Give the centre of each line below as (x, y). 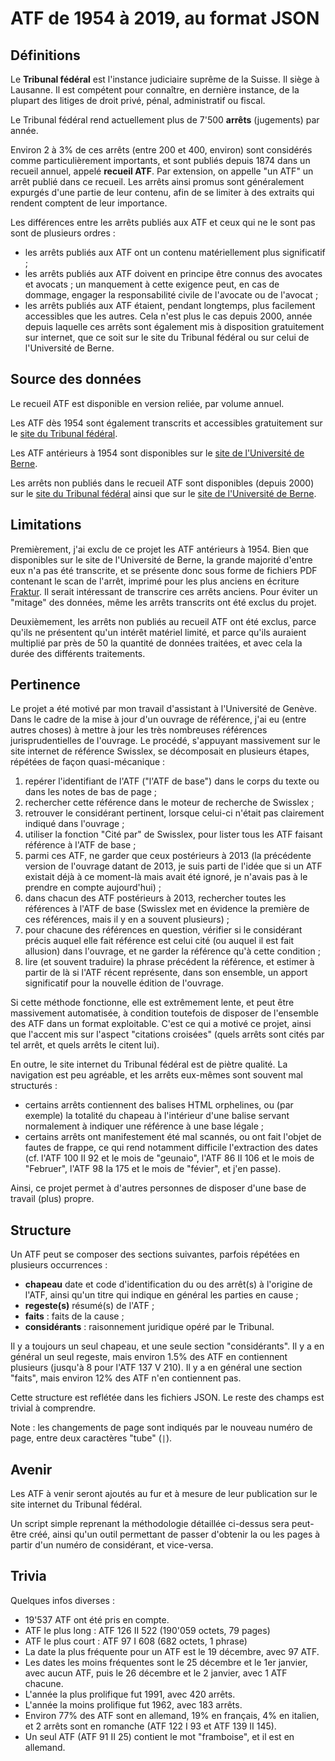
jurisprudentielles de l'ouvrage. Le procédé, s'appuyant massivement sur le (165, 741)
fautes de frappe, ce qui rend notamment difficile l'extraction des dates (171, 1148)
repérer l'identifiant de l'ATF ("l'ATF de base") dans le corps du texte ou (172, 781)
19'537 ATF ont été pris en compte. (97, 1619)
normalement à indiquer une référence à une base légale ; (144, 1126)
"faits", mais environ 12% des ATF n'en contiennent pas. (126, 1378)
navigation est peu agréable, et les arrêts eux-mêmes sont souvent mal (156, 1075)
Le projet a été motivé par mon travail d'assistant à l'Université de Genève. (163, 709)
